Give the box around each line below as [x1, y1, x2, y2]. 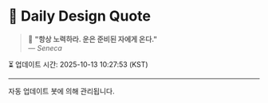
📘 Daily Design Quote [8, 7, 152, 25]
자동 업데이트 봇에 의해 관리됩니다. [8, 86, 115, 96]
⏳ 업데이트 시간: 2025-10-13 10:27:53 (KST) [8, 59, 149, 69]
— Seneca [27, 43, 62, 52]
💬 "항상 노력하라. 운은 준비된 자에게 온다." [27, 34, 158, 44]
